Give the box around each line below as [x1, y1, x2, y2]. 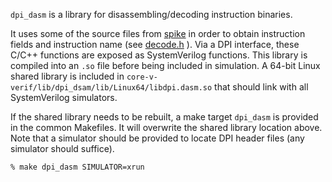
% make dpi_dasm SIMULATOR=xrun [10, 162, 145, 172]
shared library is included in [10, 70, 125, 82]
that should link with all [214, 81, 309, 93]
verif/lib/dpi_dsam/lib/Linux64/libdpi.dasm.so [10, 83, 213, 93]
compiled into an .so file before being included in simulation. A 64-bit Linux [10, 60, 321, 71]
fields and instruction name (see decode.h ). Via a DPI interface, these [10, 39, 300, 50]
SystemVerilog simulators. [10, 92, 118, 103]
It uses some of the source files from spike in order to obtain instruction [10, 28, 306, 39]
